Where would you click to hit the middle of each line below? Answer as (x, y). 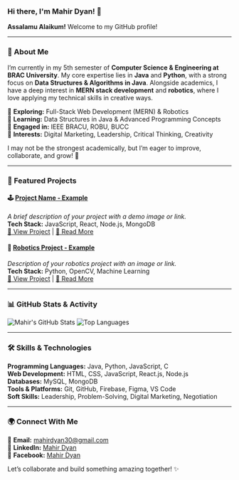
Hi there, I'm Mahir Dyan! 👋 (54, 11)
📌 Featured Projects (42, 181)
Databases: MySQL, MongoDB (53, 381)
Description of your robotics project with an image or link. (92, 263)
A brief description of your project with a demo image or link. (97, 216)
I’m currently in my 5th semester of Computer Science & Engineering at (113, 68)
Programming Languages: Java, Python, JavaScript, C (88, 366)
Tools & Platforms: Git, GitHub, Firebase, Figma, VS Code (92, 389)
